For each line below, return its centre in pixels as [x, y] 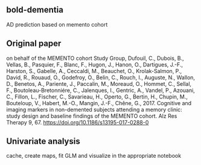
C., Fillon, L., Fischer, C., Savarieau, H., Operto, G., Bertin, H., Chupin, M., [97, 97]
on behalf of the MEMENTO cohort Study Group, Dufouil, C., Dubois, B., [95, 58]
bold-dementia [35, 10]
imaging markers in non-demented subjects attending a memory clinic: [94, 109]
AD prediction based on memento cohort [57, 24]
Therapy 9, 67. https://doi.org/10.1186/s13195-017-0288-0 [78, 122]
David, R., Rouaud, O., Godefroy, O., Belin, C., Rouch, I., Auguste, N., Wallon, [101, 77]
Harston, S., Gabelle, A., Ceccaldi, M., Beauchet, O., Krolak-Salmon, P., [94, 71]
